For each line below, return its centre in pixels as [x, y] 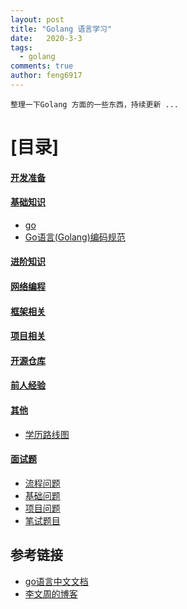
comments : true [42, 66]
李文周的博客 [51, 593]
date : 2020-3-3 [46, 38]
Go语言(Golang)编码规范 [75, 237]
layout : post [37, 19]
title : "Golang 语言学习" [61, 29]
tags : [21, 47]
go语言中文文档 [56, 581]
